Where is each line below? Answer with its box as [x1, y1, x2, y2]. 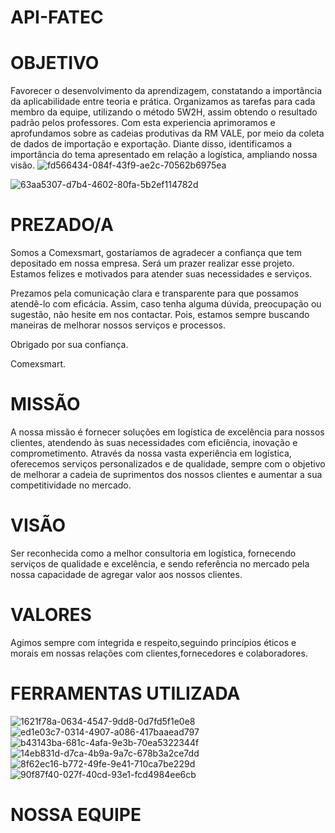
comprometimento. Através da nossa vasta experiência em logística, [10, 447, 292, 459]
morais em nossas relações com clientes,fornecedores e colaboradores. [10, 647, 308, 659]
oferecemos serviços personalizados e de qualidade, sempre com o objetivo [10, 458, 326, 470]
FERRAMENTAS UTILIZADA [10, 682, 241, 705]
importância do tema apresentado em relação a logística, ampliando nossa [10, 149, 318, 161]
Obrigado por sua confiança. [10, 339, 129, 351]
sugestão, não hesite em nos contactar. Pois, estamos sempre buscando [10, 309, 310, 321]
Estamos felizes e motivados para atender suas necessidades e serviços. [10, 268, 313, 280]
